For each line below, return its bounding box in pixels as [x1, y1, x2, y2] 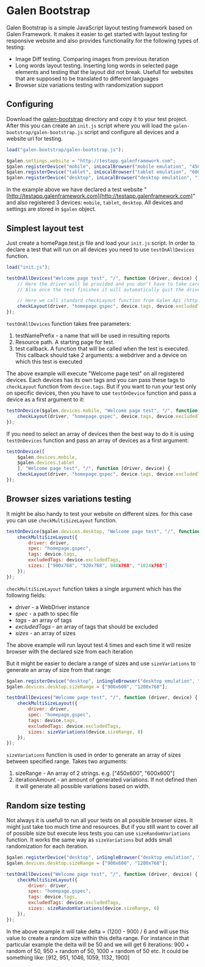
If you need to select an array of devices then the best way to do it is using [6, 430, 194, 438]
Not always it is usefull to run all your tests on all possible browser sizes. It [6, 816, 193, 824]
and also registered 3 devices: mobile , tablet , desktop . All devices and [6, 199, 183, 206]
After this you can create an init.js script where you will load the [6, 122, 172, 129]
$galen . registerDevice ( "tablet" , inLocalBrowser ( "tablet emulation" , [6, 169, 187, 175]
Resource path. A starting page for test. [15, 338, 115, 346]
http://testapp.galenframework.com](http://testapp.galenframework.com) [8, 192, 193, 200]
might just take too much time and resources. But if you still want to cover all [6, 823, 198, 831]
